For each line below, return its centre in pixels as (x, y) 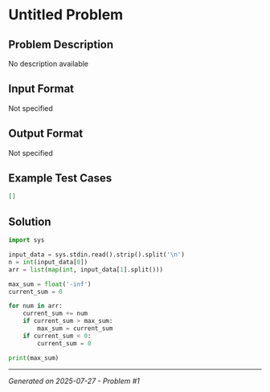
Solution (30, 221)
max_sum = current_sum (75, 329)
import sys (27, 240)
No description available (49, 63)
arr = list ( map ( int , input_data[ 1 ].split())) (86, 269)
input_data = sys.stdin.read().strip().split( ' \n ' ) (96, 255)
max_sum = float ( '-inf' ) (50, 284)
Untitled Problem (66, 15)
